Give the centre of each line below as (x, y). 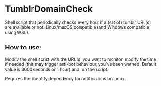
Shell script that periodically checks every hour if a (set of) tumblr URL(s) (78, 22)
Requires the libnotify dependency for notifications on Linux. (65, 78)
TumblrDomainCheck (49, 9)
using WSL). (17, 32)
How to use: (24, 47)
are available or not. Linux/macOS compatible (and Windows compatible (77, 27)
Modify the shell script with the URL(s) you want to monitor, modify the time (80, 59)
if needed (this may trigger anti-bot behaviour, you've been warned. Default (81, 64)
